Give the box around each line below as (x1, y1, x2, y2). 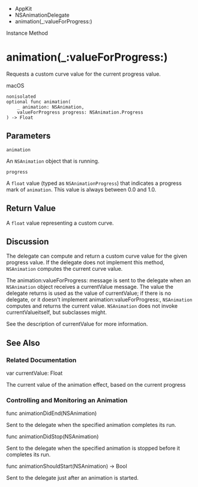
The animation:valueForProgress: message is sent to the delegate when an (6, 277, 191, 284)
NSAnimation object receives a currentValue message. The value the (6, 283, 174, 291)
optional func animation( (6, 98, 71, 104)
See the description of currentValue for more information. (6, 321, 148, 328)
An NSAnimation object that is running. (6, 157, 100, 165)
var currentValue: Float (6, 369, 63, 377)
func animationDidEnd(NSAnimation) (6, 410, 97, 417)
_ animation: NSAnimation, (17, 104, 85, 110)
